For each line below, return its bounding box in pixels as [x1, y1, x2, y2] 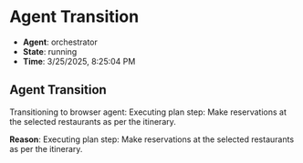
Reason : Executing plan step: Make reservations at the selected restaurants [9, 134, 295, 145]
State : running [22, 46, 78, 56]
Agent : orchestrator [22, 36, 99, 47]
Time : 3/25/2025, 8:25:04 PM [22, 56, 136, 66]
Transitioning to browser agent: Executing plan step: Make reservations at [9, 107, 287, 117]
